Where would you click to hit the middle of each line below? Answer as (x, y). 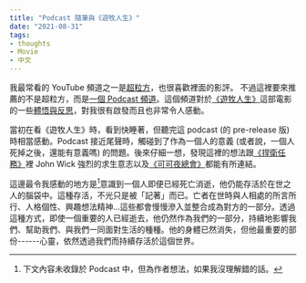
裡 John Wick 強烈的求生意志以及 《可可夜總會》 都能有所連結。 (143, 164)
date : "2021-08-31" (46, 26)
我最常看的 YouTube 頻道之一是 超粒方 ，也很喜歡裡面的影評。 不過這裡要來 (149, 87)
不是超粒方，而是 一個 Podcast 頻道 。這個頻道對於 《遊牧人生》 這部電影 (158, 99)
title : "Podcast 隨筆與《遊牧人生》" (75, 18)
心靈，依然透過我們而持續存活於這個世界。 (119, 241)
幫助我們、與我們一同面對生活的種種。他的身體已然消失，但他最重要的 (157, 229)
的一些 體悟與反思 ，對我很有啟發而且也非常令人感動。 (109, 110)
